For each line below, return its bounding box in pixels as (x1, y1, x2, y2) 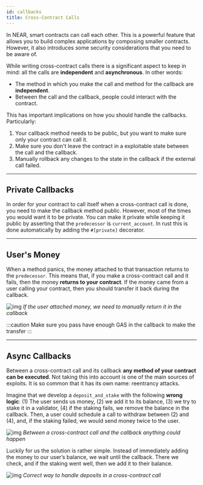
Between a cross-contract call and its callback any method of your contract (6, 366, 196, 374)
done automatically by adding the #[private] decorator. (6, 226, 145, 233)
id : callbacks (6, 8, 42, 15)
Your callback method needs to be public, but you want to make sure (14, 129, 187, 137)
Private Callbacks (6, 184, 74, 195)
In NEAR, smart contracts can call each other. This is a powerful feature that (6, 31, 195, 38)
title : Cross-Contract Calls (6, 15, 80, 21)
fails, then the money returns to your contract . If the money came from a (6, 279, 188, 286)
